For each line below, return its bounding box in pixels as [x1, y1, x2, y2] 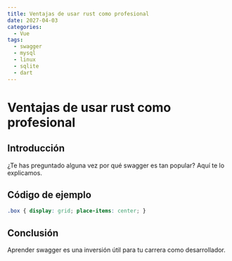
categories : [7, 23, 42, 30]
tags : [7, 37, 23, 44]
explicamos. [7, 168, 42, 177]
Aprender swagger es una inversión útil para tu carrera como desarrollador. [7, 246, 226, 254]
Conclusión [7, 227, 59, 239]
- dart [13, 69, 33, 76]
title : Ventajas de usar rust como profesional [7, 10, 150, 18]
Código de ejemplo [7, 189, 91, 200]
